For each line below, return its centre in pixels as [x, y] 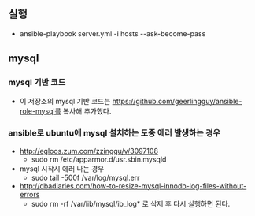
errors [30, 194]
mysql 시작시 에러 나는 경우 [62, 169]
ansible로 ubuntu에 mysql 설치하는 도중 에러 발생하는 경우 [115, 133]
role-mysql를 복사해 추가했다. [65, 111]
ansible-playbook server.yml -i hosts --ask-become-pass [113, 33]
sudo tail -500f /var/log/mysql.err [85, 177]
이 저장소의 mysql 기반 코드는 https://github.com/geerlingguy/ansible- [131, 101]
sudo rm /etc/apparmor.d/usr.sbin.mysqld [99, 159]
